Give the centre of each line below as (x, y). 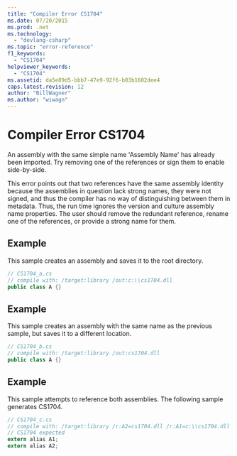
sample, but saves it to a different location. (70, 334)
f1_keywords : (27, 54)
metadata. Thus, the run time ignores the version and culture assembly (111, 206)
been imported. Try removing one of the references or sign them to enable (116, 162)
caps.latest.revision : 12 (45, 87)
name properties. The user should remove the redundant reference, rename (118, 213)
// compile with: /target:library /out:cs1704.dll (84, 353)
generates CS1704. (35, 406)
